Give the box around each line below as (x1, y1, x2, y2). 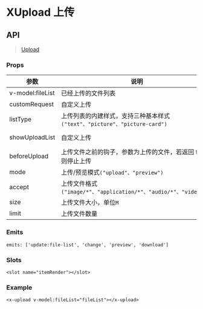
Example (6, 283, 33, 292)
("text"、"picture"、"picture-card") (61, 121, 167, 128)
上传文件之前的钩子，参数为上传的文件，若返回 (61, 148, 195, 157)
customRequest (9, 100, 54, 108)
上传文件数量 (61, 210, 98, 218)
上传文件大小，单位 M (61, 198, 119, 207)
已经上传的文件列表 (61, 89, 116, 98)
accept (9, 183, 29, 192)
